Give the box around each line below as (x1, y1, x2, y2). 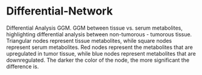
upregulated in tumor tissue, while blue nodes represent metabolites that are (6, 50, 196, 57)
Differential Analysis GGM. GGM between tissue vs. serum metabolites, (6, 24, 183, 31)
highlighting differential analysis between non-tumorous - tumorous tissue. (6, 30, 192, 37)
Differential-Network (6, 4, 113, 18)
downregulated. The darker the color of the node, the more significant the (6, 56, 190, 64)
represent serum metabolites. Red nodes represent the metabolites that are (6, 44, 193, 51)
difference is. (6, 62, 39, 70)
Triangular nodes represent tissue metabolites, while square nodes (6, 37, 172, 44)
